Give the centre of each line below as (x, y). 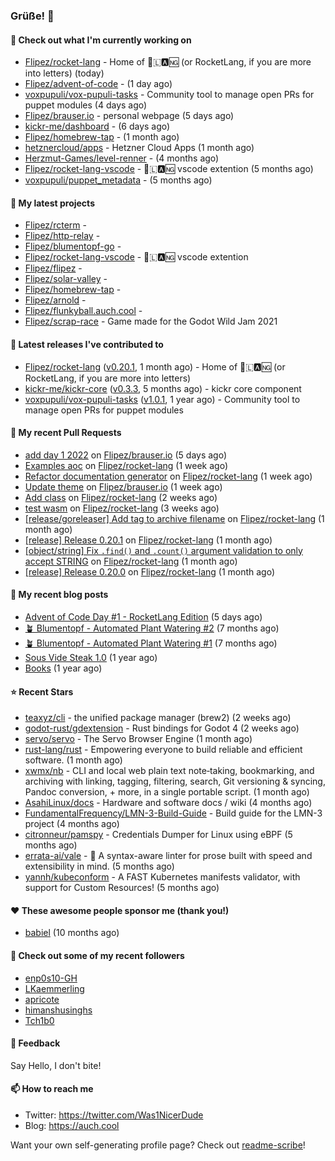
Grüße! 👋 (32, 16)
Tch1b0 (39, 1020)
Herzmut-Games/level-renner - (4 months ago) (122, 158)
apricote (42, 999)
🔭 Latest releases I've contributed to (87, 344)
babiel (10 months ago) (72, 933)
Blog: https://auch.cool (72, 1125)
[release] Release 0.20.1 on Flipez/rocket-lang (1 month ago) (148, 540)
